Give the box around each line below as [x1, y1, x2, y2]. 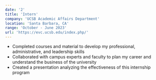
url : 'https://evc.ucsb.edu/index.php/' [5, 30, 89, 35]
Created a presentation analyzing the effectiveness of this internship [12, 64, 151, 70]
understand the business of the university [12, 59, 97, 65]
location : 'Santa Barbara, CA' [5, 21, 69, 26]
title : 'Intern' [5, 12, 38, 17]
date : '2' [5, 7, 26, 12]
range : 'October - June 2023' [5, 26, 67, 30]
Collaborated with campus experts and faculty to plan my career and [12, 54, 151, 59]
